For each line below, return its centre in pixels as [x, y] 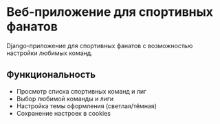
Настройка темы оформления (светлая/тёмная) [87, 106]
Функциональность [51, 75]
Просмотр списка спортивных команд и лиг [81, 91]
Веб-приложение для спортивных [110, 12]
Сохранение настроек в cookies [64, 113]
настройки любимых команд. [50, 53]
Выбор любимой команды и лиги [65, 99]
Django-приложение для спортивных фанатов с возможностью [100, 45]
